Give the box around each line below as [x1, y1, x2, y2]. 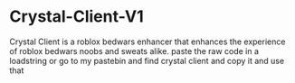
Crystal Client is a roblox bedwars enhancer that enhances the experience [9, 36, 286, 47]
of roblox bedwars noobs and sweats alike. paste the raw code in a [9, 45, 260, 56]
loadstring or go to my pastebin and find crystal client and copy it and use [9, 55, 285, 66]
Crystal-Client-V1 [9, 6, 145, 27]
